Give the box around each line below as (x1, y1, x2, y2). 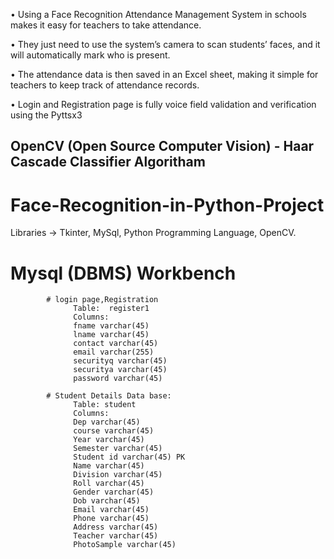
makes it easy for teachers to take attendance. (10, 19, 202, 31)
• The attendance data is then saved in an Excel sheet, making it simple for (10, 69, 319, 80)
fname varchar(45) (73, 321, 150, 331)
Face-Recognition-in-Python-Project (10, 194, 325, 216)
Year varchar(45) (73, 435, 145, 445)
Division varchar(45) (73, 470, 163, 480)
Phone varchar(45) (73, 514, 150, 524)
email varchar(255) (73, 347, 155, 358)
